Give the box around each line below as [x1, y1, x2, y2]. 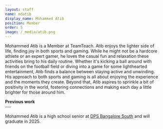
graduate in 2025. [5, 118, 41, 124]
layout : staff [5, 7, 34, 12]
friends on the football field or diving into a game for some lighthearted [5, 64, 147, 69]
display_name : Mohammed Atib [5, 16, 64, 21]
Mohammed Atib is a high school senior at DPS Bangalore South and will [5, 113, 150, 119]
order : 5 [5, 25, 23, 30]
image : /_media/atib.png [5, 30, 55, 34]
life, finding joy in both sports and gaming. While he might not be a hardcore [5, 48, 158, 54]
